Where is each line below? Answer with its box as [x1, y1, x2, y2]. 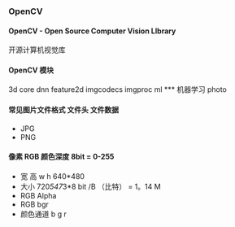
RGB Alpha [20, 190, 57, 200]
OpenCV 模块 [8, 65, 54, 75]
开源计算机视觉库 [8, 45, 66, 55]
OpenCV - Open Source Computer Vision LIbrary [8, 26, 176, 36]
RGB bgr [20, 199, 49, 209]
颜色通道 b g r [20, 209, 67, 219]
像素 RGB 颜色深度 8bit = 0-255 [8, 152, 115, 162]
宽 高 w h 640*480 [20, 171, 85, 181]
